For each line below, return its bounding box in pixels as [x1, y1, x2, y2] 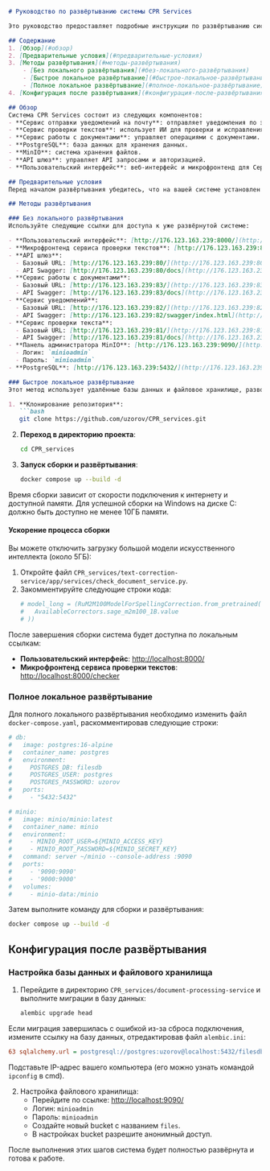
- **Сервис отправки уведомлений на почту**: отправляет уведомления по [8, 118, 257, 126]
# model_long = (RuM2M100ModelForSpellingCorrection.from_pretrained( [19, 600, 262, 608]
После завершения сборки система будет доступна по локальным [8, 629, 239, 639]
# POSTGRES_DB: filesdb [8, 763, 103, 772]
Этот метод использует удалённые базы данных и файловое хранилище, [8, 386, 243, 394]
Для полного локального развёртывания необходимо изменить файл [8, 709, 247, 719]
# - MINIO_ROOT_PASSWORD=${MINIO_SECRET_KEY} [8, 845, 178, 853]
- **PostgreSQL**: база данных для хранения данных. [8, 141, 189, 149]
